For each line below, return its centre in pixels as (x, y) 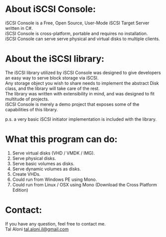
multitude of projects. (27, 99)
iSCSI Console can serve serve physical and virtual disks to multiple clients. (83, 39)
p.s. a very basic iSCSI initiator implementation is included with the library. (81, 119)
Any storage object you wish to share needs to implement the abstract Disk (82, 83)
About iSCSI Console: (50, 9)
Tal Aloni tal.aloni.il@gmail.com (37, 229)
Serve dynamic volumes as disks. (46, 169)
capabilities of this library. (32, 109)
